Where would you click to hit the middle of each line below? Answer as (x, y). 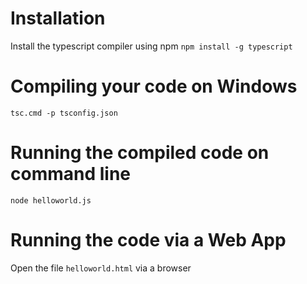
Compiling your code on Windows (154, 86)
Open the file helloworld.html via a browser (101, 268)
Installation (58, 18)
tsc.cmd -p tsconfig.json (64, 113)
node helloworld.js (51, 200)
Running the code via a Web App (148, 240)
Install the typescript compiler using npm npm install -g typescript (151, 46)
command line (71, 174)
